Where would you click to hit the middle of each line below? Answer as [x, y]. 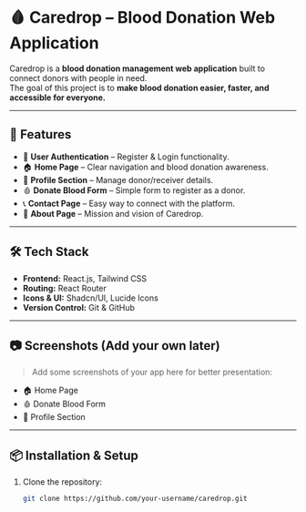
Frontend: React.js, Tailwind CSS [85, 278]
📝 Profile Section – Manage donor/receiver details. [118, 179]
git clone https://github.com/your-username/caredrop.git [135, 499]
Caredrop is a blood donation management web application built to [138, 68]
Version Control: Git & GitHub [78, 307]
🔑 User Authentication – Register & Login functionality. [126, 157]
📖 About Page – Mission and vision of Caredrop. [113, 213]
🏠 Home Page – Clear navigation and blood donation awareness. [145, 167]
